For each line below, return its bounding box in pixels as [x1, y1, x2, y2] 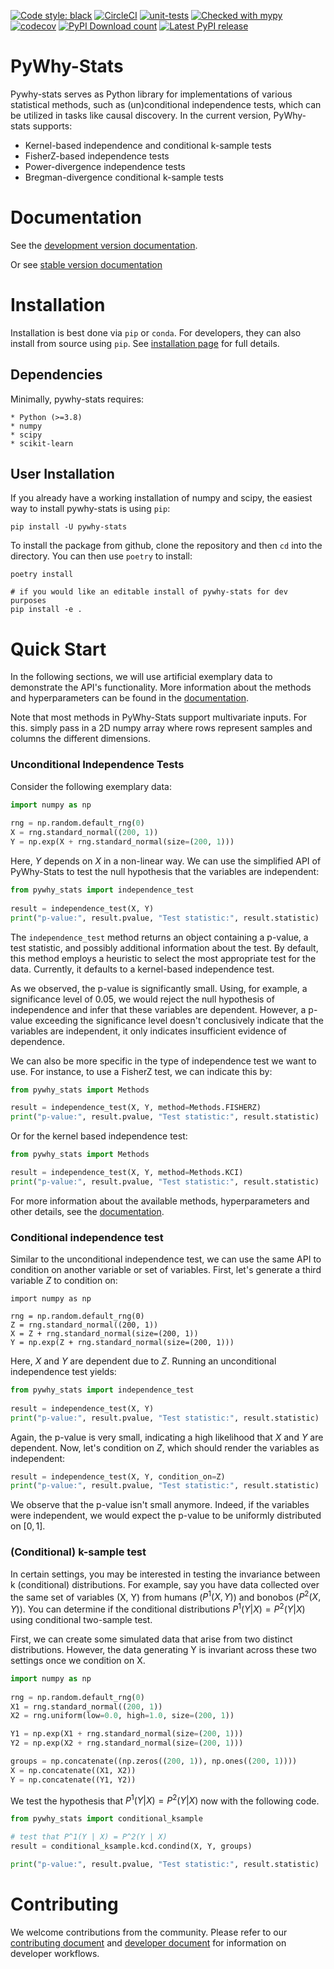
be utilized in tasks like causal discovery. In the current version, [10, 109, 272, 121]
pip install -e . [10, 605, 83, 615]
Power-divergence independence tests [24, 160, 186, 172]
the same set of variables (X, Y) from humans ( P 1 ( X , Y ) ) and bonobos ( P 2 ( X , [10, 1589, 322, 1603]
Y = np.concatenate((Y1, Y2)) [10, 1775, 137, 1785]
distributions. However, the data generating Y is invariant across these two [10, 1643, 317, 1655]
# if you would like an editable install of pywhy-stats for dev [10, 587, 288, 597]
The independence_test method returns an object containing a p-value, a [10, 931, 309, 943]
